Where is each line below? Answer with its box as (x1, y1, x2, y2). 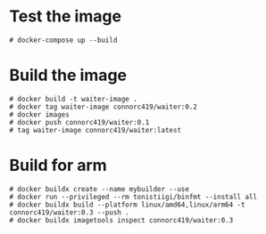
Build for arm (9, 156, 107, 175)
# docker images (9, 109, 70, 119)
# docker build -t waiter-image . (9, 94, 138, 103)
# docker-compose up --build (9, 36, 118, 44)
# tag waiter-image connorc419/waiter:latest (9, 125, 181, 134)
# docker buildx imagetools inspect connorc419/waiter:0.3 (9, 215, 234, 224)
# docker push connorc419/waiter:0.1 (9, 117, 150, 126)
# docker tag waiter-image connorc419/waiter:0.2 (9, 102, 198, 111)
